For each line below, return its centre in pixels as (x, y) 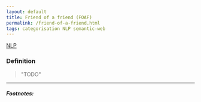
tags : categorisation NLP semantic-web (56, 28)
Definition (21, 61)
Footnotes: (20, 94)
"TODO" (31, 74)
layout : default (26, 12)
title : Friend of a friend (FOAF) (49, 17)
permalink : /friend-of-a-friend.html (53, 23)
